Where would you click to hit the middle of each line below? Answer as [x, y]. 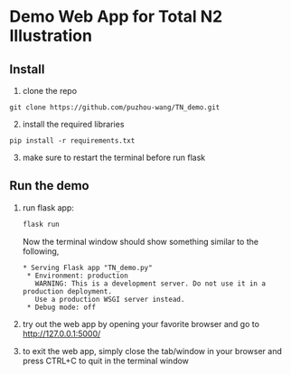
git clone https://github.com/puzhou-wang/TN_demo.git [115, 108]
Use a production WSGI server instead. [110, 299]
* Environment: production [77, 276]
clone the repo [50, 91]
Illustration [51, 36]
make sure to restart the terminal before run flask [114, 157]
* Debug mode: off [61, 307]
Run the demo [50, 186]
